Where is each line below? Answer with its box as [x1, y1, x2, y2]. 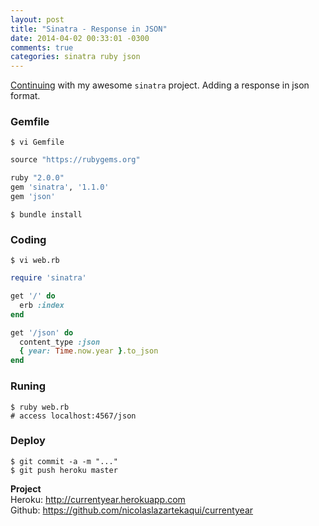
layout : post [10, 14, 65, 25]
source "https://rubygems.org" [10, 155, 141, 165]
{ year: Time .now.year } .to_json [19, 346, 159, 356]
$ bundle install [10, 209, 83, 220]
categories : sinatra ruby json [10, 52, 141, 62]
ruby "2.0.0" [10, 173, 65, 183]
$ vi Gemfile [10, 137, 65, 148]
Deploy [10, 434, 46, 448]
